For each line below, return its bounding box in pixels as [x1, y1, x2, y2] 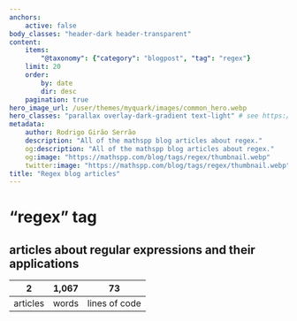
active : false [25, 21, 77, 30]
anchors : [9, 12, 42, 22]
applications [9, 256, 80, 271]
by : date [41, 79, 73, 88]
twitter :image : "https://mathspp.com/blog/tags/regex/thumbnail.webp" [25, 161, 291, 170]
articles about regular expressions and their [9, 242, 256, 257]
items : [25, 46, 49, 55]
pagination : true [25, 95, 89, 104]
